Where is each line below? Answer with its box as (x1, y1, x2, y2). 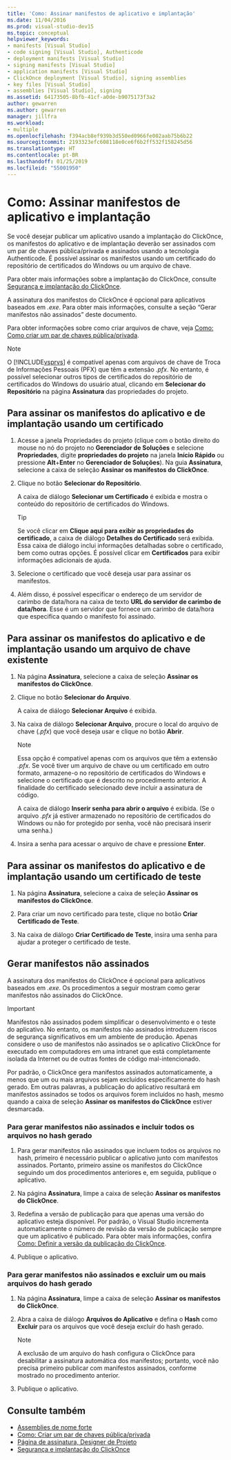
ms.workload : (7, 119, 45, 127)
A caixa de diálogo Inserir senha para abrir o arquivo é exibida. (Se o (17, 804, 215, 813)
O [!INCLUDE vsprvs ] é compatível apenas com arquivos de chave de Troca (7, 358, 221, 366)
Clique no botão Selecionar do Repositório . (17, 479, 142, 488)
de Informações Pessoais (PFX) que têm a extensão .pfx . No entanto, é (7, 365, 209, 374)
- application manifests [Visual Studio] (7, 68, 128, 75)
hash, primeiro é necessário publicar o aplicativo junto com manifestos (17, 1153, 219, 1162)
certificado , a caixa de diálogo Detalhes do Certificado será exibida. (17, 534, 214, 542)
